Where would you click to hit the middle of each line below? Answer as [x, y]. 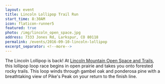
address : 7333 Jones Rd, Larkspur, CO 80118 [52, 38]
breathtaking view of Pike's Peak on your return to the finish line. [71, 76]
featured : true [21, 28]
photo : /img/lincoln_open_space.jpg [43, 33]
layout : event [20, 10]
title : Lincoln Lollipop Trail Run [42, 14]
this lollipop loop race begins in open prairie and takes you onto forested [79, 66]
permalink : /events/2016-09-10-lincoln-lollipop [56, 42]
